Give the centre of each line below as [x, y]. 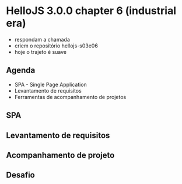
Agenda [21, 71]
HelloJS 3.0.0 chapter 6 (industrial [91, 11]
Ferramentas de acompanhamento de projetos [70, 97]
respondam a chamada [42, 39]
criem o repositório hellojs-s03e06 [56, 46]
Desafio [20, 175]
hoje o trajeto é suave [41, 52]
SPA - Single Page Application [51, 84]
